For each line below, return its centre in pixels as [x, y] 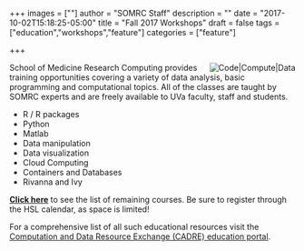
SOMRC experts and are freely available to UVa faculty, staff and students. [149, 96]
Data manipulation [56, 143]
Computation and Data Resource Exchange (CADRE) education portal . [140, 236]
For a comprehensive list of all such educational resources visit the [134, 227]
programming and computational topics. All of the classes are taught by [143, 87]
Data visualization [56, 153]
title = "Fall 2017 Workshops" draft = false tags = [189, 23]
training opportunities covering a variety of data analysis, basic [127, 77]
